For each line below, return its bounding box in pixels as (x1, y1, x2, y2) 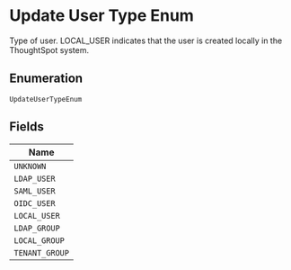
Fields (9, 119, 45, 135)
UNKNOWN (13, 161, 47, 171)
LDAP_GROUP (13, 222, 60, 233)
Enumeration (9, 71, 84, 86)
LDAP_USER (13, 173, 56, 184)
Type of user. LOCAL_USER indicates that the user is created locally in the (9, 35, 283, 46)
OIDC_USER (13, 198, 56, 208)
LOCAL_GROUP (13, 235, 66, 246)
